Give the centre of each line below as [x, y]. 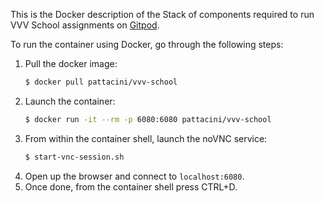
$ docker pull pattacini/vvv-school [101, 82]
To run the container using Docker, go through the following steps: [147, 44]
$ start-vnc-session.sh [74, 157]
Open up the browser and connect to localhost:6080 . [134, 176]
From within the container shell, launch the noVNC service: [146, 138]
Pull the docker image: [71, 63]
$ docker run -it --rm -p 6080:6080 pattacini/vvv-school [148, 119]
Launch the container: [70, 101]
